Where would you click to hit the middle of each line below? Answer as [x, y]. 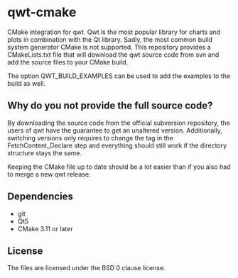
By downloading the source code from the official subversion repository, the [119, 123]
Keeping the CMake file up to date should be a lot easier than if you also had [119, 167]
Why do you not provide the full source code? [110, 106]
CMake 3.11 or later [45, 228]
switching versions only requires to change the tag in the [91, 138]
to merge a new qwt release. [49, 174]
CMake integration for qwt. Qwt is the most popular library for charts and [114, 32]
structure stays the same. [45, 152]
